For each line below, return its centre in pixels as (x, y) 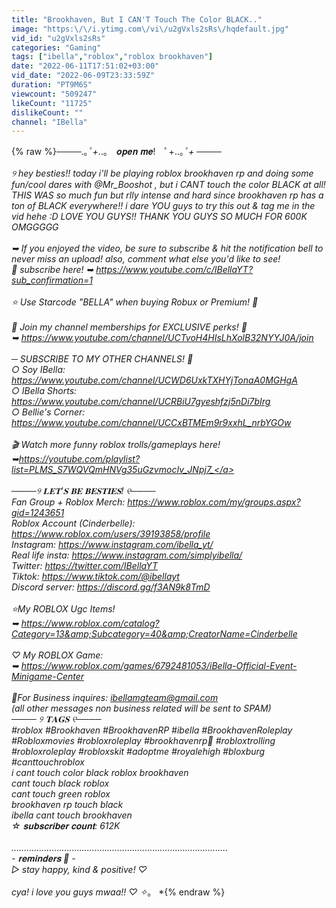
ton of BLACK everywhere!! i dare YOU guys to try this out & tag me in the (163, 206)
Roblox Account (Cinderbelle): (73, 523)
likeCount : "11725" (52, 103)
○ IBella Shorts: (44, 391)
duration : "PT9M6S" (52, 85)
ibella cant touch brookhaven (72, 815)
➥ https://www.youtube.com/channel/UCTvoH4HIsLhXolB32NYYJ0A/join (162, 338)
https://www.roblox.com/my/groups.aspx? (214, 502)
